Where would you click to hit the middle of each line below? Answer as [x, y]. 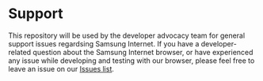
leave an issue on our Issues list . [61, 68]
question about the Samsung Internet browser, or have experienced [143, 52]
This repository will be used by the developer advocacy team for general [127, 35]
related [20, 52]
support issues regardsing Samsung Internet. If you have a [104, 43]
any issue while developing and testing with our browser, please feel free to [131, 61]
